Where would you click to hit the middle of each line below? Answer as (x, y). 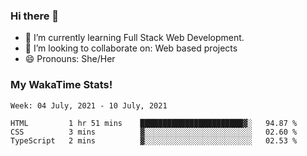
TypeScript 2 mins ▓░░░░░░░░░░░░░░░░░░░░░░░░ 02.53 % (154, 140)
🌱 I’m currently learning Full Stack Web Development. (134, 38)
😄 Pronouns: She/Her (70, 59)
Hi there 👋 (35, 16)
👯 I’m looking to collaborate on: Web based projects (131, 48)
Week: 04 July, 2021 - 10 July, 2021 (89, 105)
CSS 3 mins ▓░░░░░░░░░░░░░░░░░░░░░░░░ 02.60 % (154, 132)
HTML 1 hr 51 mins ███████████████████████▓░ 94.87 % (154, 123)
